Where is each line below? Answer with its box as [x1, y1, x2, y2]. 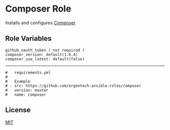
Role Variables [5, 34, 52, 43]
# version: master [5, 88, 49, 93]
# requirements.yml [5, 70, 51, 75]
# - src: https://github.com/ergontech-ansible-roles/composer [5, 83, 142, 88]
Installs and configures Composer [5, 20, 76, 26]
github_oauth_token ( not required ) [5, 47, 85, 53]
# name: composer [5, 92, 47, 97]
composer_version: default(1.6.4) [5, 52, 78, 57]
